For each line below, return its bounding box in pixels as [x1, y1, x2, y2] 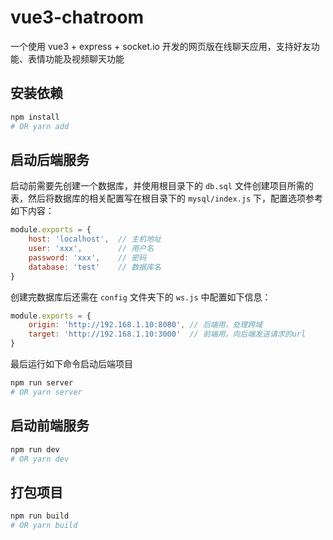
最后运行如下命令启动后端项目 [10, 358, 133, 370]
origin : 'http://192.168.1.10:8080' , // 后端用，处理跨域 [28, 320, 263, 330]
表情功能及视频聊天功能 [27, 52, 125, 65]
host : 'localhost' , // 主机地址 [28, 234, 162, 245]
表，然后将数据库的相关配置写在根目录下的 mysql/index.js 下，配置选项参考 [10, 192, 324, 205]
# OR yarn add [10, 121, 70, 131]
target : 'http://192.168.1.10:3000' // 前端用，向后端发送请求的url [28, 329, 307, 340]
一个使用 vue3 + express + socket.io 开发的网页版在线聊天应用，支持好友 [10, 40, 312, 52]
